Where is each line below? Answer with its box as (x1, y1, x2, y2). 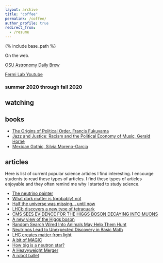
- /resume (9, 30, 29, 35)
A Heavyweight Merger (12, 247, 59, 253)
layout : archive (5, 7, 38, 12)
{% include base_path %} (5, 43, 56, 49)
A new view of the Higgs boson (12, 216, 75, 222)
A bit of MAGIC (12, 237, 42, 243)
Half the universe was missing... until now (12, 201, 96, 207)
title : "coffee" (5, 12, 38, 17)
